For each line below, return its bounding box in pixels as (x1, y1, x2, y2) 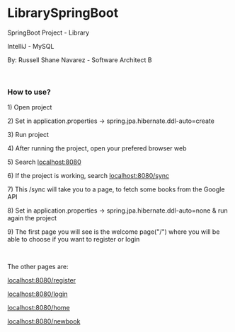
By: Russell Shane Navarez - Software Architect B (7, 55, 152, 64)
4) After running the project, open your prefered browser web (7, 144, 187, 153)
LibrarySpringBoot (7, 5, 119, 21)
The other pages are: (7, 263, 69, 271)
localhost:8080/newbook (7, 317, 81, 326)
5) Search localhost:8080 (7, 158, 81, 167)
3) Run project (7, 131, 50, 139)
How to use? (7, 87, 51, 97)
